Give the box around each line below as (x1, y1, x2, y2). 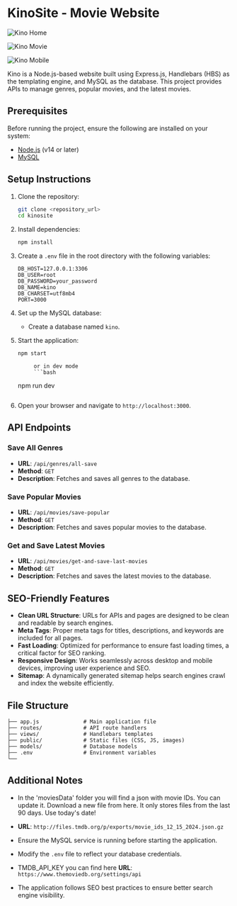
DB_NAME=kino (17, 284, 57, 291)
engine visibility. (17, 890, 65, 899)
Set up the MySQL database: (17, 309, 102, 317)
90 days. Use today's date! (17, 808, 97, 817)
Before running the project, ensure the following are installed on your (7, 124, 209, 132)
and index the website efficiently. (17, 679, 115, 688)
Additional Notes (7, 774, 83, 787)
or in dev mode (33, 363, 79, 370)
